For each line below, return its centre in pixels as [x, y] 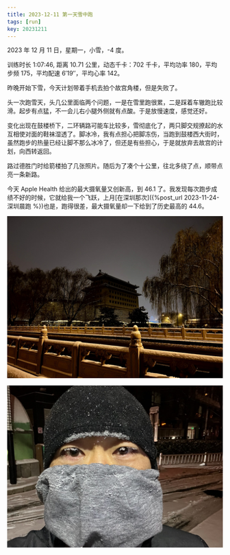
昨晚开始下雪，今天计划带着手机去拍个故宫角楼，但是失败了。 [94, 88]
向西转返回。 [37, 152]
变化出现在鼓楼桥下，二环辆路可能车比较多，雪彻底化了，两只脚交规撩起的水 [115, 126]
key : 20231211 [27, 29]
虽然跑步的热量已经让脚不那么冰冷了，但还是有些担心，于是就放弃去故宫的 [112, 143]
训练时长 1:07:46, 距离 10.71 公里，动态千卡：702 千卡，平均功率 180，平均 [112, 64]
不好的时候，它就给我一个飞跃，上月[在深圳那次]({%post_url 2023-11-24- [116, 198]
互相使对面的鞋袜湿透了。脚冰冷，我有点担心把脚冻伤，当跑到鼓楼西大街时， [115, 134]
